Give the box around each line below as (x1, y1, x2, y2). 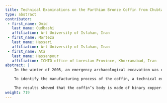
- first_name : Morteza (7, 35, 55, 40)
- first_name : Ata (7, 49, 46, 54)
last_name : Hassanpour (11, 53, 59, 59)
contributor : (5, 16, 32, 21)
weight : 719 (5, 90, 30, 95)
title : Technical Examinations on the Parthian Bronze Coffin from (5, 7, 148, 12)
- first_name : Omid (7, 21, 48, 26)
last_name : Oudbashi (11, 26, 55, 31)
